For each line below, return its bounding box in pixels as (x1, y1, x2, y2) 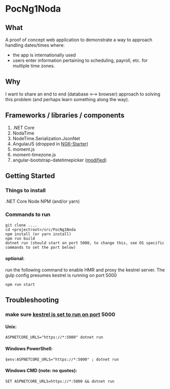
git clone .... (5, 222, 38, 228)
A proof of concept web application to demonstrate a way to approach (5, 37, 153, 43)
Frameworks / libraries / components (5, 111, 125, 120)
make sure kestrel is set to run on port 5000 (5, 311, 116, 318)
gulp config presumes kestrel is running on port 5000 (5, 272, 117, 278)
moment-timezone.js (12, 151, 56, 157)
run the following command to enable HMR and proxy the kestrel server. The (5, 267, 165, 273)
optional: (5, 255, 25, 262)
